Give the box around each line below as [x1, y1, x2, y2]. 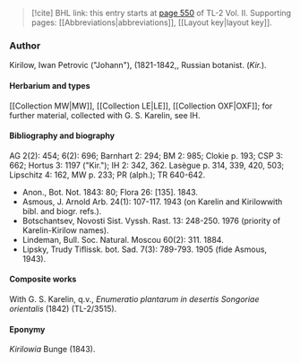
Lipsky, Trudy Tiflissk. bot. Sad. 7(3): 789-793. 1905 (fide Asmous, [21, 244, 267, 255]
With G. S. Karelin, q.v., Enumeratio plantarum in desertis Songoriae [9, 293, 260, 304]
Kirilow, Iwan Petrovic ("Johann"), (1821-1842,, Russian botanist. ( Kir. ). [9, 60, 267, 71]
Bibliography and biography [9, 130, 115, 142]
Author [9, 39, 41, 52]
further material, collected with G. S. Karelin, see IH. [9, 109, 201, 120]
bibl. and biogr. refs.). [21, 205, 102, 216]
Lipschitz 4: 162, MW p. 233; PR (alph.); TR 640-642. [9, 169, 206, 180]
